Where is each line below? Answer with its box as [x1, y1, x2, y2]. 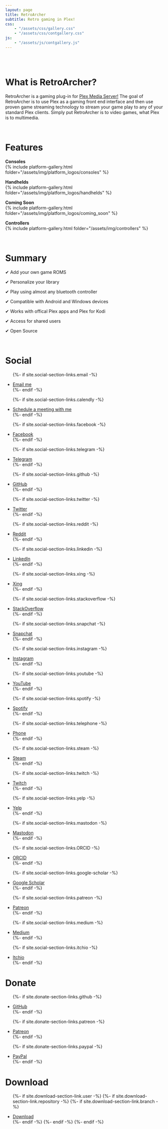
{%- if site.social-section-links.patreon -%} [12, 894, 103, 900]
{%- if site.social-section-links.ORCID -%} [12, 844, 100, 851]
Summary [5, 252, 47, 264]
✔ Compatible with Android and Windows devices [5, 298, 109, 304]
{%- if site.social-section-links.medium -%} [12, 919, 103, 926]
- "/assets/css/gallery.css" [14, 26, 75, 31]
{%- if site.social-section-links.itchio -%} [12, 944, 98, 950]
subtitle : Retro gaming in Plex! [5, 17, 75, 22]
